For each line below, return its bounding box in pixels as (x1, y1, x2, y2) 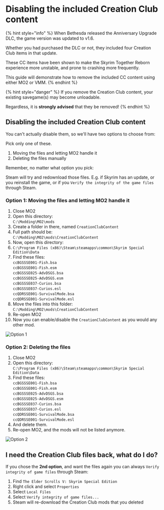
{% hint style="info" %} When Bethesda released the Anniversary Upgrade (5, 30, 157, 36)
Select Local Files (12, 489, 51, 495)
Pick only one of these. (5, 140, 52, 146)
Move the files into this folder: (12, 301, 73, 307)
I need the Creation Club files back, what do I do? (5, 451, 158, 459)
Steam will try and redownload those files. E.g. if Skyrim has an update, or (5, 174, 155, 180)
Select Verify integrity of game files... (12, 494, 99, 500)
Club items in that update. (5, 50, 58, 56)
